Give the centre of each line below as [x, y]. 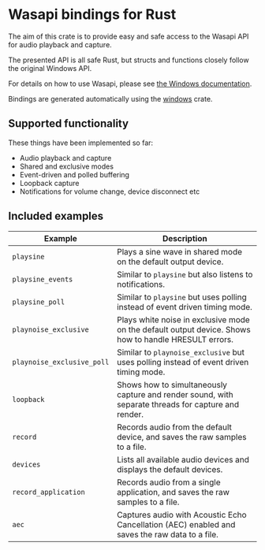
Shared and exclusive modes [67, 166]
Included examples [56, 216]
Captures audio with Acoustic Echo [182, 515]
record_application [49, 492]
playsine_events [43, 279]
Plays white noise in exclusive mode [183, 319]
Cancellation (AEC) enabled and [176, 524]
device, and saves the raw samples [182, 437]
